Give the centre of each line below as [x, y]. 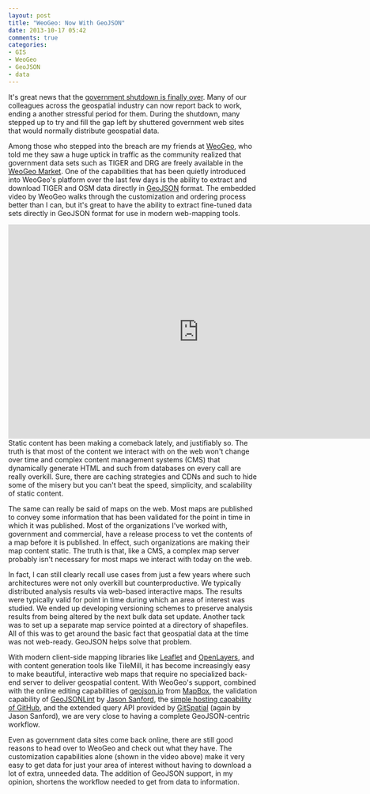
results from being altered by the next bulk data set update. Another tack [126, 616]
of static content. [36, 493]
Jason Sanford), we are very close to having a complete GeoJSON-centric [129, 716]
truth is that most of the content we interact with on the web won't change [129, 451]
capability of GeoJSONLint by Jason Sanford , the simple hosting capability [130, 699]
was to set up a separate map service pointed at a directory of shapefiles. [128, 625]
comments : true [33, 38]
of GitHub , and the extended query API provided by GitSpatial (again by [125, 707]
